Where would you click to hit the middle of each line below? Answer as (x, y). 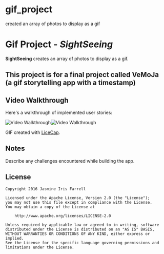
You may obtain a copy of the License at (50, 207)
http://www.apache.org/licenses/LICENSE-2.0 (63, 216)
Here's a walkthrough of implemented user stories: (59, 113)
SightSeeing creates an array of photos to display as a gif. (67, 58)
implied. (15, 238)
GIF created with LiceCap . (33, 132)
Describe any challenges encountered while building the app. (70, 161)
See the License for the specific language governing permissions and (82, 243)
